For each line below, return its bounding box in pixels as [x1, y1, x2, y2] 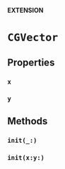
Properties [7, 56, 55, 68]
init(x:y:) [7, 153, 45, 162]
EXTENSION [7, 6, 44, 14]
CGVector [7, 31, 59, 45]
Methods [7, 115, 48, 127]
